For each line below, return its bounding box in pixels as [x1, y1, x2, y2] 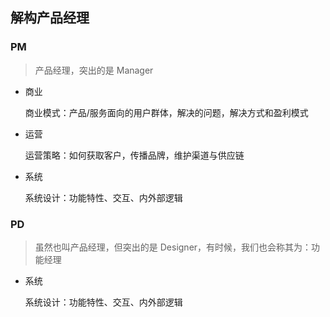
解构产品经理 [10, 9, 90, 27]
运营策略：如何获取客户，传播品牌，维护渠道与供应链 [24, 149, 245, 161]
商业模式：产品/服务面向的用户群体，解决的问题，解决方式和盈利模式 [24, 106, 309, 118]
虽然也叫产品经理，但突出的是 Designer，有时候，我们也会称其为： [34, 241, 312, 253]
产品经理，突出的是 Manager [34, 64, 154, 76]
